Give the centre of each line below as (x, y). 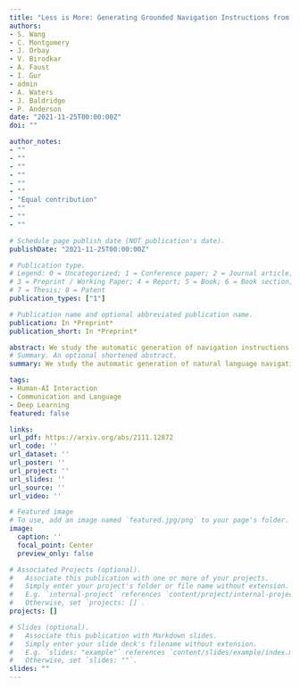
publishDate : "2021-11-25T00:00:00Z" (79, 249)
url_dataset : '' (39, 455)
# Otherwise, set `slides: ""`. (74, 661)
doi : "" (24, 126)
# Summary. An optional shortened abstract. (93, 356)
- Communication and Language (66, 397)
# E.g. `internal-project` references (86, 595)
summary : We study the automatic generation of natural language (133, 364)
